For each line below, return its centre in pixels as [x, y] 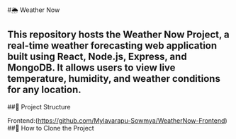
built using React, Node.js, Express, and [97, 57]
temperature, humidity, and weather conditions [114, 79]
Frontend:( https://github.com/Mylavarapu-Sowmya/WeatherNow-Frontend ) [118, 120]
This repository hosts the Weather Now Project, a [119, 35]
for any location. [44, 90]
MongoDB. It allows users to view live [91, 68]
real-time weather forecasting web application [112, 46]
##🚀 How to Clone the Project [51, 128]
